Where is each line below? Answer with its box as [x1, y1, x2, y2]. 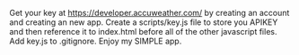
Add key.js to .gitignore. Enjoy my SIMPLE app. [9, 35, 182, 46]
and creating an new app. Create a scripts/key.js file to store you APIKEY [9, 17, 278, 27]
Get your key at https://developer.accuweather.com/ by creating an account [9, 8, 290, 18]
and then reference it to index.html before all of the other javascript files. [9, 27, 277, 36]
